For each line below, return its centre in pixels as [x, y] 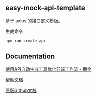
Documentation [30, 57]
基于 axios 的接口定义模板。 [34, 21]
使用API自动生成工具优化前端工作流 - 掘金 [48, 69]
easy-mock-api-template [45, 8]
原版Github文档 [21, 90]
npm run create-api [26, 41]
